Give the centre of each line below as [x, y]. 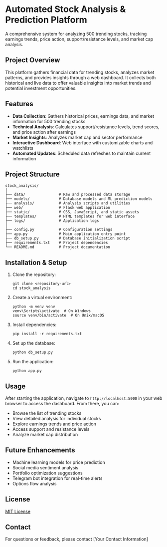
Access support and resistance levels [51, 429]
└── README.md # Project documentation [58, 247]
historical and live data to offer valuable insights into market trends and [78, 83]
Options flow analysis [34, 483]
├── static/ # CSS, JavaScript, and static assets [72, 212]
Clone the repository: [34, 275]
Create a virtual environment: [42, 298]
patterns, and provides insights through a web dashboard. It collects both [81, 77]
